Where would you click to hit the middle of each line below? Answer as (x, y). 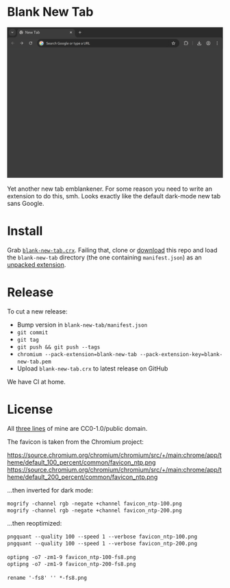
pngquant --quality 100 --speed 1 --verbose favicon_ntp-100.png (102, 537)
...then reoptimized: (35, 523)
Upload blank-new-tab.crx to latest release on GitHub (92, 368)
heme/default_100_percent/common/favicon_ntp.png (81, 462)
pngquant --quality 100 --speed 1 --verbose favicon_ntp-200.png (102, 543)
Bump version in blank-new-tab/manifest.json (82, 325)
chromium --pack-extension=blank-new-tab (77, 354)
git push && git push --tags (59, 347)
